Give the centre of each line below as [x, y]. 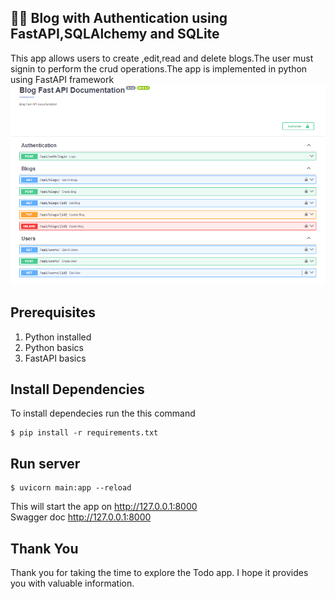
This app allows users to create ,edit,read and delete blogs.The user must [162, 58]
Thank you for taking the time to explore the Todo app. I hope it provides [159, 572]
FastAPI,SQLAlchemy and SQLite [115, 34]
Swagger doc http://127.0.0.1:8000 [81, 517]
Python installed [58, 337]
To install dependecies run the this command [103, 413]
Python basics [54, 347]
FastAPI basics [55, 358]
